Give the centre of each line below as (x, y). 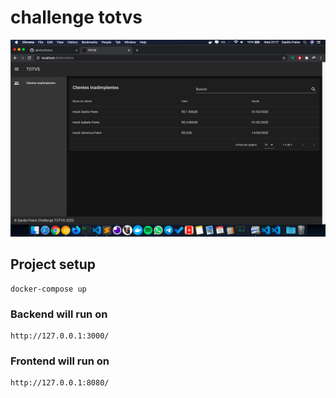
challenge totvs (76, 17)
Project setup (53, 264)
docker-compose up (48, 289)
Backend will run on (59, 314)
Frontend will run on (60, 361)
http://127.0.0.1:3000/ (60, 336)
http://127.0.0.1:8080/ (60, 383)
